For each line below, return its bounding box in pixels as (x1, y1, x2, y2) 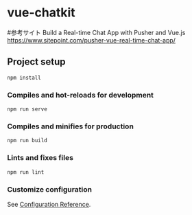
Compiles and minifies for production (7, 122, 134, 131)
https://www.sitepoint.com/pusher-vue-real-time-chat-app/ (7, 36, 176, 44)
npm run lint (7, 168, 45, 176)
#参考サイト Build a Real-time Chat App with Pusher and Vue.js (7, 28, 186, 36)
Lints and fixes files (7, 153, 74, 163)
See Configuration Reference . (7, 200, 91, 208)
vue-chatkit (7, 5, 75, 21)
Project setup (7, 56, 67, 68)
